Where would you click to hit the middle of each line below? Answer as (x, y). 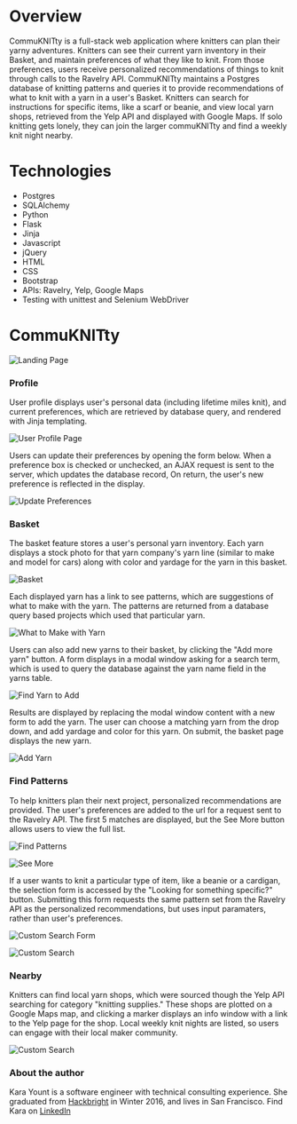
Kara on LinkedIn (40, 1111)
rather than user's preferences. (66, 918)
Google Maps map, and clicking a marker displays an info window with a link (148, 1013)
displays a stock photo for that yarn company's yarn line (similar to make (142, 553)
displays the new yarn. (51, 741)
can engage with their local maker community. (94, 1033)
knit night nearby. (41, 135)
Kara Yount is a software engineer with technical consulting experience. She (148, 1092)
